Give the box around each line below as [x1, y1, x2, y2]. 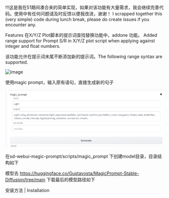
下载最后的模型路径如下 [46, 177, 95, 183]
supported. [5, 59, 28, 65]
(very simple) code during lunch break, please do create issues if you [5, 17, 150, 22]
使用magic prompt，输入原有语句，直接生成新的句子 [5, 80, 114, 85]
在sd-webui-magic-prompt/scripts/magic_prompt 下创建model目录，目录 [5, 153, 158, 160]
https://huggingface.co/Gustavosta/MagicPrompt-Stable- [19, 170, 139, 176]
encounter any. [5, 22, 37, 28]
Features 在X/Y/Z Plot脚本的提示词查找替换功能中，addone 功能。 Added [5, 32, 157, 38]
